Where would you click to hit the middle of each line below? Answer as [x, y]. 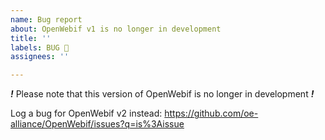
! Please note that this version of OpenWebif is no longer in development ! [162, 94]
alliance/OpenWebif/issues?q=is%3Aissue [97, 124]
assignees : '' [40, 57]
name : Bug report [46, 19]
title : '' [31, 38]
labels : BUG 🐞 [40, 47]
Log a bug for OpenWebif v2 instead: [86, 113]
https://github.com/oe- [211, 113]
